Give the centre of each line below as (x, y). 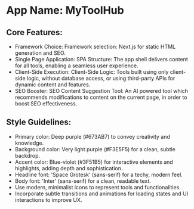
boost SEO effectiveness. (46, 104)
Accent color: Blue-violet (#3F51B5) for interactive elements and (94, 162)
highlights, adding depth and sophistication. (69, 168)
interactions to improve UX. (48, 199)
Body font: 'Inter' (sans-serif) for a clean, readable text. (83, 181)
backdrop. (27, 155)
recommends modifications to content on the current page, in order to (101, 97)
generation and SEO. (40, 53)
